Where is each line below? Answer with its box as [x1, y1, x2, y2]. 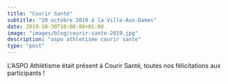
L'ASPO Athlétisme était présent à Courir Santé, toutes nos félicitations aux [7, 62, 221, 69]
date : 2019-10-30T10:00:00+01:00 [7, 23, 104, 30]
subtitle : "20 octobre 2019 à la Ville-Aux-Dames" [7, 17, 157, 24]
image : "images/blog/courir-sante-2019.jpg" [7, 29, 138, 37]
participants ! [7, 69, 45, 77]
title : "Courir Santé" [7, 10, 73, 17]
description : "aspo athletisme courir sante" [7, 36, 141, 43]
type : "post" [7, 42, 45, 49]
